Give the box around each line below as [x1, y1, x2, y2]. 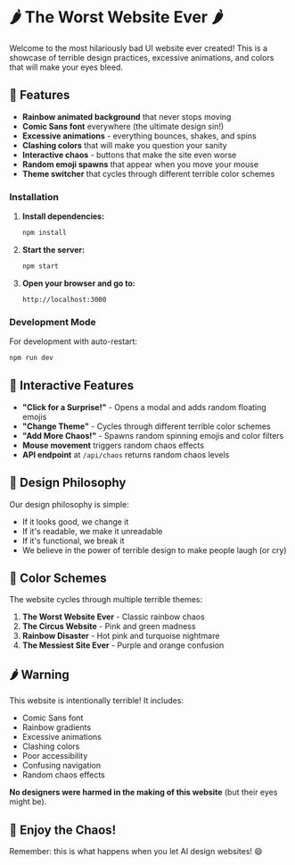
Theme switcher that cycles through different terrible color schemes [21, 168, 275, 179]
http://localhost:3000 [21, 295, 107, 304]
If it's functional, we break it [21, 535, 125, 546]
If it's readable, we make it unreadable [21, 525, 163, 536]
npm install [21, 229, 67, 238]
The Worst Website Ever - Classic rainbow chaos [21, 611, 205, 622]
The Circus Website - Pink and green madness [21, 621, 196, 632]
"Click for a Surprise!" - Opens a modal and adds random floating [21, 401, 267, 412]
